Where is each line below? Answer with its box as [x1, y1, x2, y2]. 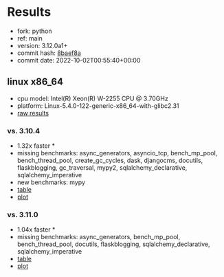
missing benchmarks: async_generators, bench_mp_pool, [16, 233, 181, 241]
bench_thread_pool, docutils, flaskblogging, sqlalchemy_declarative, [16, 240, 211, 248]
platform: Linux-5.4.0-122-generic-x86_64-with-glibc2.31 [16, 101, 180, 110]
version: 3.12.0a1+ [16, 41, 68, 49]
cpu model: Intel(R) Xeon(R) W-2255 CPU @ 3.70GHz [16, 94, 168, 102]
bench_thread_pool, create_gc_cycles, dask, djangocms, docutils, [16, 156, 203, 165]
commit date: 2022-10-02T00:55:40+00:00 [16, 56, 141, 64]
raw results [16, 109, 49, 117]
